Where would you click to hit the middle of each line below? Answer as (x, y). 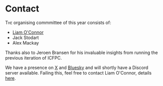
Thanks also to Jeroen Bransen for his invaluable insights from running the (81, 52)
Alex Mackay (25, 42)
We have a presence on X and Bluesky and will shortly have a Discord (77, 67)
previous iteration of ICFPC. (34, 57)
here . (10, 78)
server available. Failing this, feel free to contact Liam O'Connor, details (79, 72)
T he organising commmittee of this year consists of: (58, 22)
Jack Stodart (25, 37)
